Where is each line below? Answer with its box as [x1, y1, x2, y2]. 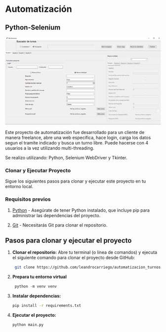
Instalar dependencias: [12, 293, 61, 299]
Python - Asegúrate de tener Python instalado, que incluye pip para [12, 207, 150, 213]
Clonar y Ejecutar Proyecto [5, 167, 71, 174]
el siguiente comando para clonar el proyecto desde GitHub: [12, 255, 135, 261]
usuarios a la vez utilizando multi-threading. [5, 145, 94, 151]
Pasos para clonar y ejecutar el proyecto [5, 236, 132, 244]
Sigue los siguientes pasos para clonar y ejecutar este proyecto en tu [5, 178, 146, 184]
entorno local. [5, 184, 34, 190]
